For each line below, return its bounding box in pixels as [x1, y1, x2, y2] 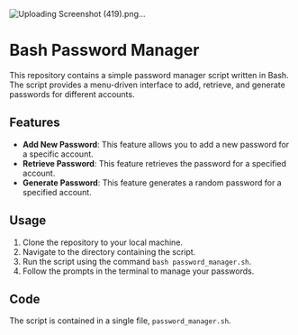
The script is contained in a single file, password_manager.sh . [9, 315, 231, 326]
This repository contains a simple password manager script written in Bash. [9, 69, 290, 80]
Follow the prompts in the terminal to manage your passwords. [22, 266, 255, 276]
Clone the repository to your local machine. [22, 237, 183, 248]
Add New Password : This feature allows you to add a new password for [22, 139, 290, 149]
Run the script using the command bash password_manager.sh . [22, 256, 252, 267]
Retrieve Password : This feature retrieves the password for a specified [22, 158, 286, 168]
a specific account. [22, 149, 95, 159]
